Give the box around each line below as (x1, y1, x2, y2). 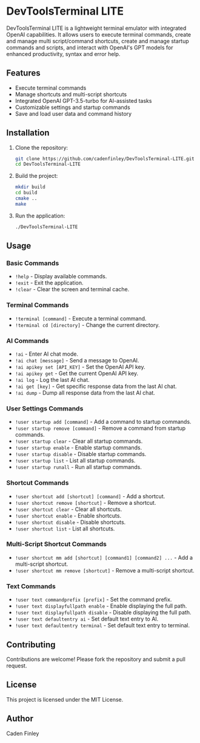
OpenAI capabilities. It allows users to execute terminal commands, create (6, 30, 192, 38)
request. (6, 662, 27, 669)
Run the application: (15, 212, 65, 219)
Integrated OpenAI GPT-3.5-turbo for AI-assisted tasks (15, 97, 152, 104)
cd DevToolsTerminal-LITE (15, 161, 81, 167)
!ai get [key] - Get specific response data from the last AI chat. (15, 382, 177, 390)
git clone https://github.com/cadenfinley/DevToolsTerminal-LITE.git (15, 155, 195, 162)
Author (6, 714, 33, 724)
